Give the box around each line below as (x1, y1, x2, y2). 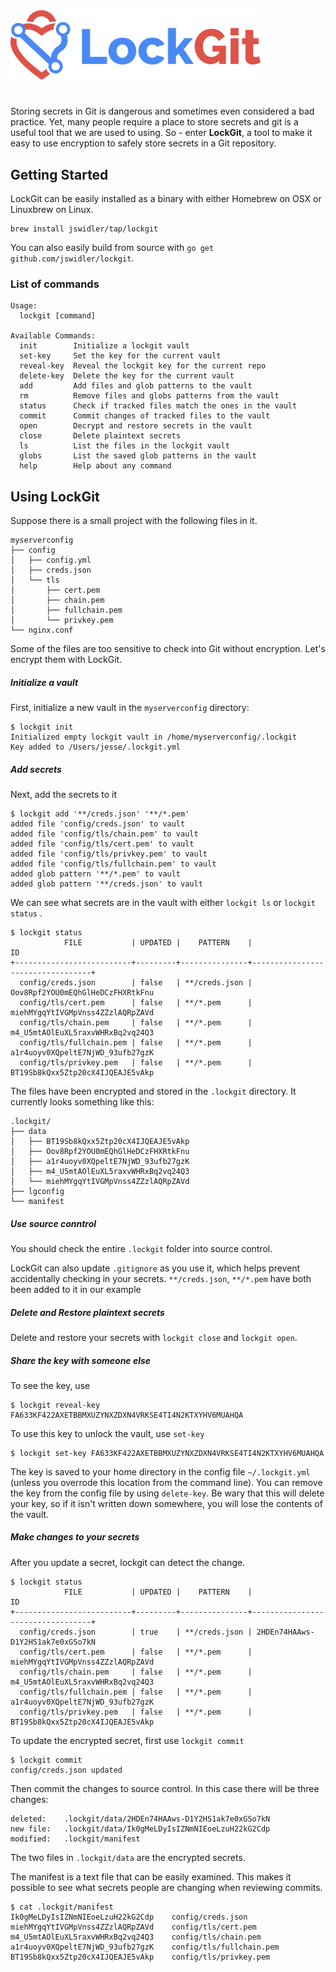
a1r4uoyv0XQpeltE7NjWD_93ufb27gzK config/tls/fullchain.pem (10, 1942, 280, 1952)
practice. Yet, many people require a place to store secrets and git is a (10, 116, 299, 128)
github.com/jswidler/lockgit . (10, 252, 135, 264)
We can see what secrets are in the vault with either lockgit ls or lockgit (10, 896, 316, 908)
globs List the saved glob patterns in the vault (19, 451, 257, 461)
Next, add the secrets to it (10, 788, 118, 800)
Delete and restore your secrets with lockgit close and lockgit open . (10, 1331, 298, 1343)
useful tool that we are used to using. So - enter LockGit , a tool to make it (10, 127, 313, 139)
